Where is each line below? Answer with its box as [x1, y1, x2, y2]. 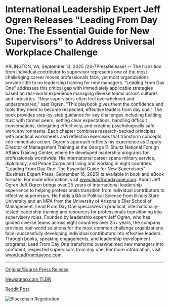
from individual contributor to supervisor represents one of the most [5, 68, 148, 74]
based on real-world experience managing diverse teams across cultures [5, 90, 158, 96]
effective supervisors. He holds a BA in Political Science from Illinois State [5, 193, 159, 199]
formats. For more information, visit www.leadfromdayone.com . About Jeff [5, 176, 161, 182]
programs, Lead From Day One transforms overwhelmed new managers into [5, 241, 164, 247]
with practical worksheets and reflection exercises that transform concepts [5, 133, 162, 139]
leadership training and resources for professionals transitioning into [19, 209, 162, 215]
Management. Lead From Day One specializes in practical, [5, 203, 127, 209]
